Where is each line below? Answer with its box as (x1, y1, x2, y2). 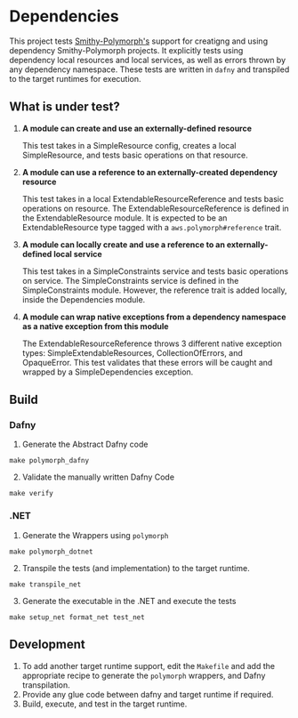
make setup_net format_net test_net (9, 612, 145, 622)
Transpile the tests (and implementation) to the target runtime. (21, 562, 251, 573)
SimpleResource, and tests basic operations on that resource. (21, 149, 249, 160)
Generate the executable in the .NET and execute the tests (21, 595, 237, 606)
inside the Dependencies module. (21, 294, 146, 304)
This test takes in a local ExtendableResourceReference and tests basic (21, 193, 285, 204)
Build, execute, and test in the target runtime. (21, 698, 188, 709)
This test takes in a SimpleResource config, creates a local (21, 140, 237, 150)
